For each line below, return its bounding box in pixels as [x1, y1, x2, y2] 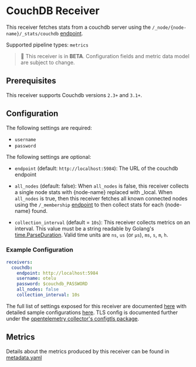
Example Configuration [6, 246, 73, 254]
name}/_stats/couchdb [6, 31, 59, 36]
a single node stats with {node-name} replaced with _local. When [14, 188, 173, 195]
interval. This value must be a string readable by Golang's [14, 225, 154, 232]
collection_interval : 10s [16, 292, 80, 298]
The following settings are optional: [6, 153, 92, 160]
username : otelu [16, 275, 57, 282]
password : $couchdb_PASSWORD [16, 281, 88, 287]
